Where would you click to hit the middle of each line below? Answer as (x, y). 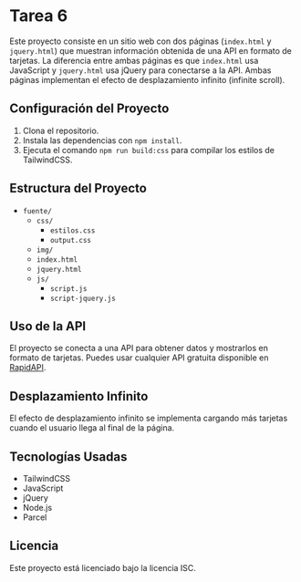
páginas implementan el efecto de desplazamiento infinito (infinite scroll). (147, 79)
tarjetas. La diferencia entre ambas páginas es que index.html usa (134, 60)
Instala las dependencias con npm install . (102, 140)
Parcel (35, 517)
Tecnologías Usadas (68, 457)
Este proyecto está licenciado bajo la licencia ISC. (103, 567)
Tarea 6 (39, 16)
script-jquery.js (83, 298)
